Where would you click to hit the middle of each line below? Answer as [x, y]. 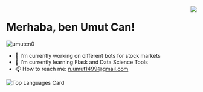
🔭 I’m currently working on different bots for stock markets [88, 55]
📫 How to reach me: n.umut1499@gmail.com [72, 69]
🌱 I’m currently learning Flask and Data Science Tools [81, 62]
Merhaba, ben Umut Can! [71, 27]
